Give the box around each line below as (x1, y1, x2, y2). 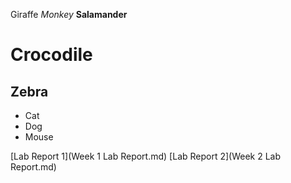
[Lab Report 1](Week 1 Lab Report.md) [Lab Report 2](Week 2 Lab (10, 150, 282, 162)
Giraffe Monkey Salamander (10, 9, 128, 20)
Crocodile (10, 44, 93, 66)
